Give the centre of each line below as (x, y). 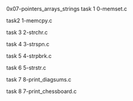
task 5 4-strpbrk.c (29, 56)
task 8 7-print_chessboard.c (42, 91)
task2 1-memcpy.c (29, 20)
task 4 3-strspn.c (28, 44)
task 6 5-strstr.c (26, 68)
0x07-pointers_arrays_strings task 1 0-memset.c (67, 9)
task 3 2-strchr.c (27, 32)
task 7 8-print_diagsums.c (39, 79)
